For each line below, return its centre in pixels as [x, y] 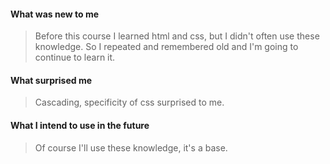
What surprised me [51, 80]
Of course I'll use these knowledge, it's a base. [131, 147]
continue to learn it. [75, 57]
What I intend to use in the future [80, 125]
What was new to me [55, 14]
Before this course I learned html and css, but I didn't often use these [177, 36]
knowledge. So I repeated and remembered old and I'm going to [166, 47]
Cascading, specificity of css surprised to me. [129, 102]
